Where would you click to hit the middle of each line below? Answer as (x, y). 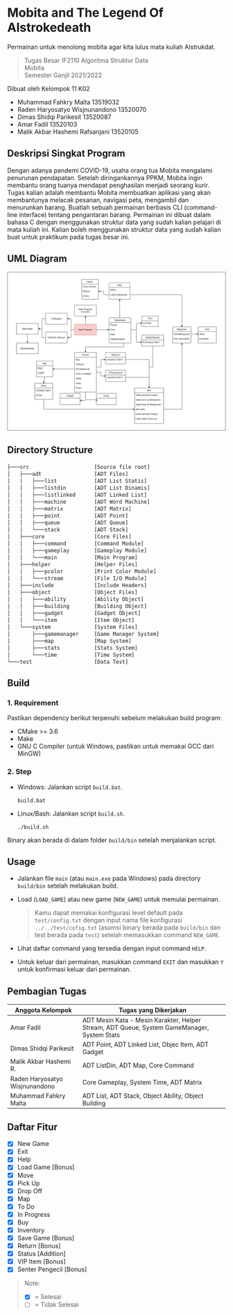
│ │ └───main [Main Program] (72, 557)
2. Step (19, 772)
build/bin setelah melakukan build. (68, 886)
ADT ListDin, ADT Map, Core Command (138, 1065)
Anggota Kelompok (43, 1010)
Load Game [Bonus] (46, 1167)
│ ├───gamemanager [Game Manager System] (83, 634)
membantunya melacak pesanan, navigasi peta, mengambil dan (98, 200)
